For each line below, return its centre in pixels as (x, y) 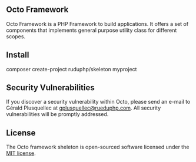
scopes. (16, 36)
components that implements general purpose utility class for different (92, 30)
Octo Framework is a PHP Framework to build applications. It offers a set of (97, 24)
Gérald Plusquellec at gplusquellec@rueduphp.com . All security (83, 108)
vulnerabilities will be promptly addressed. (57, 114)
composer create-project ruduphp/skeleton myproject (72, 69)
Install (18, 55)
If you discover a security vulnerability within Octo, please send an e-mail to (98, 102)
